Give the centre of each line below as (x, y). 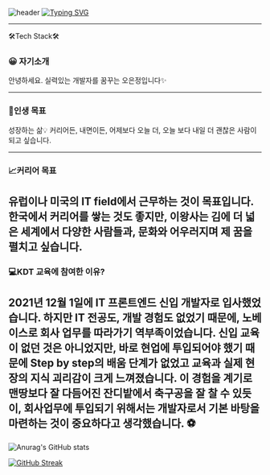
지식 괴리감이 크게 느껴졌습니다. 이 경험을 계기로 (141, 378)
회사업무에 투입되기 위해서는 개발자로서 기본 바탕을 (141, 409)
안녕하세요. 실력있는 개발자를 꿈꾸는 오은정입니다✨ (88, 81)
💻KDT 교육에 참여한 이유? (57, 271)
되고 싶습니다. (30, 140)
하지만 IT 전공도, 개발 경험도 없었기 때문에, (141, 318)
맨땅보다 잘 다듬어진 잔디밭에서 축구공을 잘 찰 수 (119, 393)
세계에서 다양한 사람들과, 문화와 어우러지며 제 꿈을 (137, 231)
